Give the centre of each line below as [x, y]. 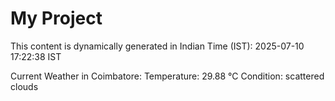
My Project [56, 18]
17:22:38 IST [36, 56]
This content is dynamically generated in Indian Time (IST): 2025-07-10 [157, 46]
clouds [24, 86]
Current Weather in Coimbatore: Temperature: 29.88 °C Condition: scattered [167, 76]
